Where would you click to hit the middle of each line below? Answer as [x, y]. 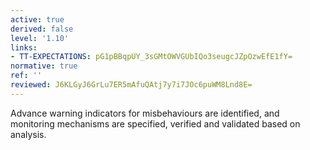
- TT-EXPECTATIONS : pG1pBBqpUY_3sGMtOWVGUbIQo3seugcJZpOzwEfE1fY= [151, 57]
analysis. [28, 134]
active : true [37, 19]
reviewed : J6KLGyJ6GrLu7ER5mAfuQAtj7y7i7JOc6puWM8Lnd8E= [131, 85]
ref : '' [26, 76]
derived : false [42, 29]
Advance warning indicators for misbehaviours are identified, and [145, 113]
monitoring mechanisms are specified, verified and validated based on [155, 123]
